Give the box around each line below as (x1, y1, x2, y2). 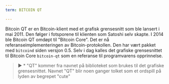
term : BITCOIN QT (5, 7, 42, 13)
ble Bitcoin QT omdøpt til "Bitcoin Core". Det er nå (5, 36, 110, 43)
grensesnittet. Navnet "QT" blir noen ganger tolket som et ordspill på (17, 68, 161, 74)
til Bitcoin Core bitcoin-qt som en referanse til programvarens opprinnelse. (5, 53, 163, 59)
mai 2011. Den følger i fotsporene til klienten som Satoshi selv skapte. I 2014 (5, 31, 164, 37)
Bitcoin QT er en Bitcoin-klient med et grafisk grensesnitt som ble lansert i (5, 26, 160, 32)
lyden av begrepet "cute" (17, 73, 71, 79)
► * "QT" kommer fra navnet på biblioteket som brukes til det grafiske (17, 62, 164, 68)
